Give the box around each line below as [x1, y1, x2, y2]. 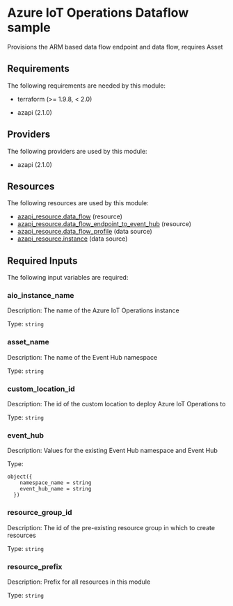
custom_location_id [7, 384, 75, 394]
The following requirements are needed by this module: [7, 81, 166, 90]
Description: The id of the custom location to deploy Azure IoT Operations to [7, 400, 226, 408]
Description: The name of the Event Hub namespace [7, 353, 158, 361]
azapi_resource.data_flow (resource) [17, 212, 123, 221]
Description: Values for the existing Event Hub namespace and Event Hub [7, 447, 218, 455]
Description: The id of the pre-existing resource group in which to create [7, 523, 216, 532]
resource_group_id [7, 508, 72, 518]
